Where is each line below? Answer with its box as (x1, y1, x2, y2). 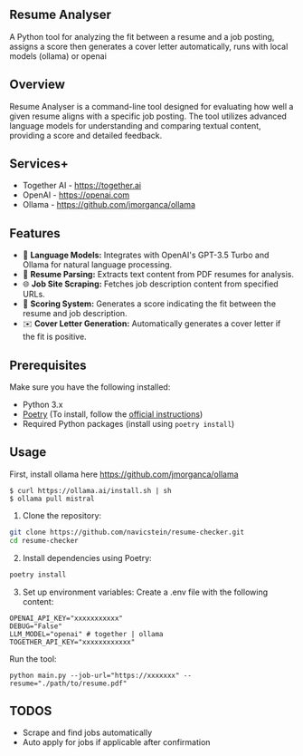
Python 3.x (22, 399, 63, 411)
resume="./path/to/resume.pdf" (9, 679, 128, 688)
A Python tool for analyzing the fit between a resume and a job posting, (9, 31, 275, 42)
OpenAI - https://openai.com (22, 189, 130, 200)
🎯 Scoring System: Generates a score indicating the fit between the (22, 298, 277, 309)
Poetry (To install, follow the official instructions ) (22, 409, 204, 420)
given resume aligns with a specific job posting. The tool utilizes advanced (9, 111, 288, 121)
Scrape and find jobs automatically (22, 727, 153, 738)
